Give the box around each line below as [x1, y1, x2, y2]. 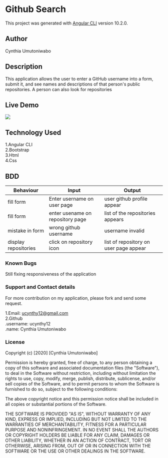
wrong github [49, 224, 80, 231]
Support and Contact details [5, 284, 75, 291]
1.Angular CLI [5, 142, 32, 148]
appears [104, 216, 124, 223]
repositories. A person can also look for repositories [5, 86, 112, 92]
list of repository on [104, 239, 150, 245]
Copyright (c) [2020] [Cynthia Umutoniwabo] [5, 349, 98, 356]
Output [123, 187, 141, 194]
